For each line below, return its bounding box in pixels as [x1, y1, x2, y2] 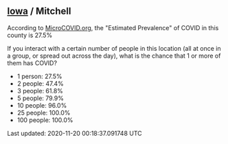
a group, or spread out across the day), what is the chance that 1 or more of [7, 51, 221, 60]
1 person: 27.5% [16, 72, 63, 80]
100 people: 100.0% [16, 116, 73, 124]
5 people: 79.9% [16, 94, 64, 102]
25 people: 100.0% [16, 108, 71, 117]
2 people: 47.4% [16, 79, 64, 88]
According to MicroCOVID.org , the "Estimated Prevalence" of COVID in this [7, 23, 219, 32]
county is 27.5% [7, 31, 53, 39]
